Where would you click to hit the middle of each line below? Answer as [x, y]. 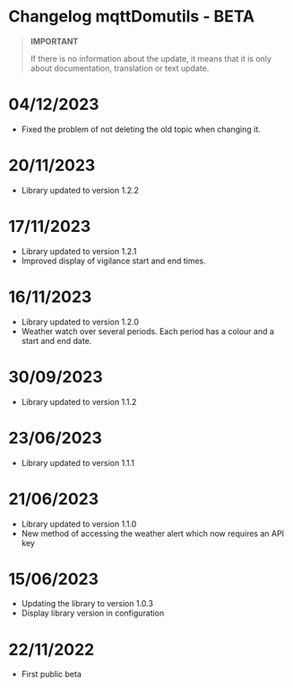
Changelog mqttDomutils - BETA [132, 17]
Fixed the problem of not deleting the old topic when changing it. [141, 129]
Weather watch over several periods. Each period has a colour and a [148, 331]
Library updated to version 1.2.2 [80, 190]
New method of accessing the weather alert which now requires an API [152, 533]
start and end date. [56, 340]
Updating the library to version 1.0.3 [87, 604]
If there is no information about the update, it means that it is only [151, 58]
